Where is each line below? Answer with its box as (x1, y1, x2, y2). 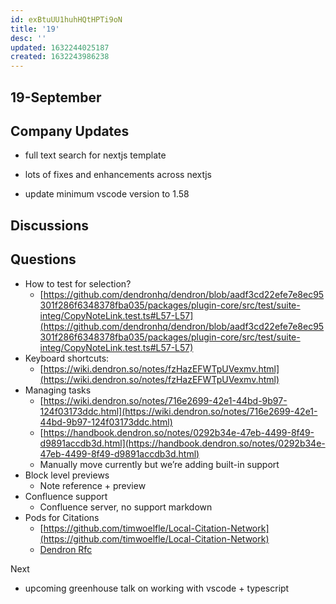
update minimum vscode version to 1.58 (24, 188, 190, 200)
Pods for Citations (24, 511, 100, 523)
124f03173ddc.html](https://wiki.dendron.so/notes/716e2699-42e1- (39, 405, 318, 417)
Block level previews (24, 469, 110, 481)
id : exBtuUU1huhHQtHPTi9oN (10, 14, 123, 25)
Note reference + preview (39, 479, 147, 491)
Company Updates (10, 122, 130, 140)
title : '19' (10, 24, 60, 34)
